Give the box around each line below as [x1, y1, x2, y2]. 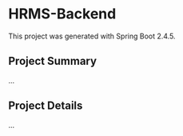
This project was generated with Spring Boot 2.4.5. [8, 31, 176, 41]
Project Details [8, 99, 83, 113]
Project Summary [8, 54, 97, 68]
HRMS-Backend [8, 5, 117, 23]
